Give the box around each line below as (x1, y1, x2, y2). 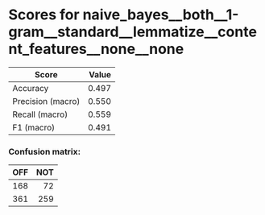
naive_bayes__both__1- (82, 6, 239, 24)
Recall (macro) (12, 109, 68, 120)
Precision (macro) (12, 95, 81, 106)
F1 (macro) (12, 122, 56, 133)
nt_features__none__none (8, 40, 184, 58)
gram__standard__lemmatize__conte (8, 23, 258, 41)
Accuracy (12, 82, 49, 93)
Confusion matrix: (8, 146, 81, 157)
